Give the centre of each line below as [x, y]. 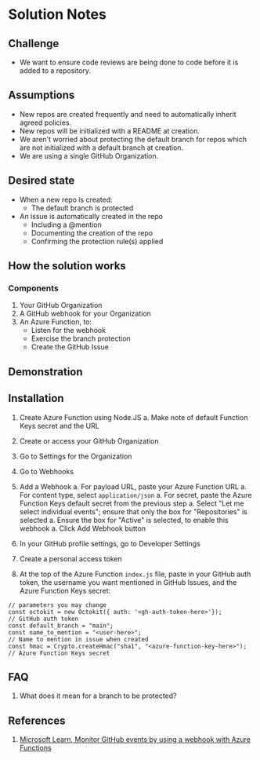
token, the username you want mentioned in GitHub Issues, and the [128, 582]
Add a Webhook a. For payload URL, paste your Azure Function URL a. [133, 486]
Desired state [42, 181]
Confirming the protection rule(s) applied [97, 241]
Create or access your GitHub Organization [89, 440]
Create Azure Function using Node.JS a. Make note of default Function [134, 417]
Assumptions [42, 95]
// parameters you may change [58, 605]
